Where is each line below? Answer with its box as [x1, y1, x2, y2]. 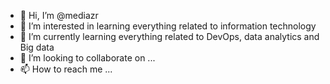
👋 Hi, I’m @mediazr [19, 10, 99, 21]
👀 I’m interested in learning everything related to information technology [19, 20, 317, 32]
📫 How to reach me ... [19, 63, 113, 75]
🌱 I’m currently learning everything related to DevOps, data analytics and [19, 31, 320, 42]
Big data [19, 41, 55, 53]
